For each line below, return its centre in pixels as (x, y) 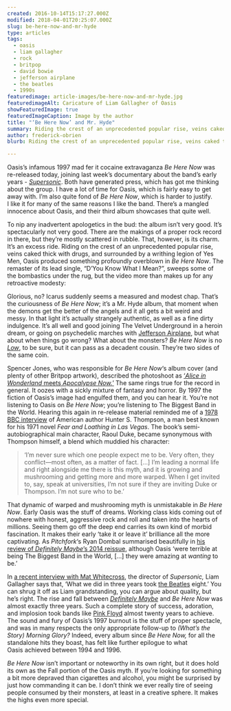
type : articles (29, 33)
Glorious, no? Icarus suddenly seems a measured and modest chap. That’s (113, 296)
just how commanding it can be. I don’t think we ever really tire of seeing (110, 686)
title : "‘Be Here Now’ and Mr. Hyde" (61, 122)
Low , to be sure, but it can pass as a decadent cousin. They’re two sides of (113, 348)
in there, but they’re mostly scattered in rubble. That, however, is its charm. (113, 239)
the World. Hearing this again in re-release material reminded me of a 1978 (113, 412)
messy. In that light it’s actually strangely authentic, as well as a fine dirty (110, 318)
